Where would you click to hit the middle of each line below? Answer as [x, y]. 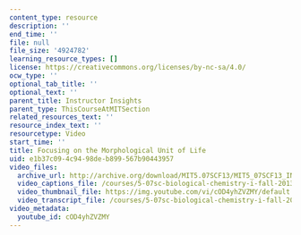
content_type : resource [54, 17]
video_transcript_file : [61, 201]
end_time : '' [34, 34]
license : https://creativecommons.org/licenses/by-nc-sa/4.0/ [128, 68]
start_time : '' [38, 142]
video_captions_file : [58, 184]
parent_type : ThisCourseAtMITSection [80, 109]
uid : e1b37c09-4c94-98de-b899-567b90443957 [92, 159]
